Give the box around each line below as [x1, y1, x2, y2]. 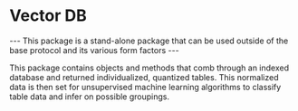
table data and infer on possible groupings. [9, 91, 170, 102]
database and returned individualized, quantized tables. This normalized [9, 71, 279, 82]
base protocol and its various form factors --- [9, 44, 179, 55]
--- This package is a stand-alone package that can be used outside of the [9, 35, 289, 46]
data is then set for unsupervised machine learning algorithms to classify [9, 81, 282, 92]
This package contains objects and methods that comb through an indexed [9, 62, 290, 73]
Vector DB [9, 5, 88, 26]
